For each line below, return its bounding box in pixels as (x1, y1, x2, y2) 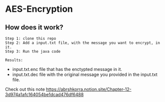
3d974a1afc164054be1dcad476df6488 (5, 92, 84, 97)
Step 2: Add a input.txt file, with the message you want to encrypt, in (5, 40, 161, 45)
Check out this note (5, 86, 45, 92)
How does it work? (5, 23, 64, 32)
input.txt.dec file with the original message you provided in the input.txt (12, 71, 158, 77)
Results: (5, 58, 23, 63)
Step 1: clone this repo (5, 36, 56, 41)
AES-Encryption (5, 3, 73, 15)
